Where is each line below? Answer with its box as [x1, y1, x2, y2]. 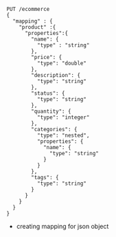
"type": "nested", [36, 132, 90, 139]
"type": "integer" [36, 114, 90, 121]
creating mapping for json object [16, 223, 109, 230]
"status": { [31, 90, 66, 97]
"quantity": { [31, 108, 71, 115]
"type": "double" [36, 60, 87, 67]
